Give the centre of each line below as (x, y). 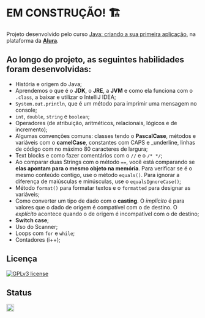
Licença (22, 259)
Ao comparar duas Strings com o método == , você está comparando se (105, 162)
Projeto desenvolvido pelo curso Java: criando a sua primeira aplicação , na (101, 34)
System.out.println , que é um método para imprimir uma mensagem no (106, 103)
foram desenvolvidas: (49, 69)
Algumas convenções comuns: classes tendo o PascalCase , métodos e (106, 136)
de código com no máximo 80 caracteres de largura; (81, 149)
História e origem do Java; (49, 84)
